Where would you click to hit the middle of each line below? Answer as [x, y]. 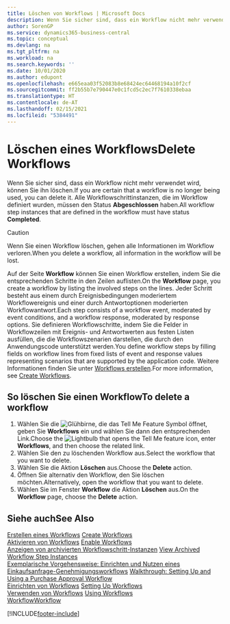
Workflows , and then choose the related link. [81, 446]
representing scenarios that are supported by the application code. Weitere [113, 361]
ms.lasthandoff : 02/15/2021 [47, 109]
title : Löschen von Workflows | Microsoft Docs [76, 13]
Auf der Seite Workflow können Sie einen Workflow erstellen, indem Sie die [114, 273]
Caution [18, 232]
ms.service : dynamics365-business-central [68, 33]
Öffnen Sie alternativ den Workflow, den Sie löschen [90, 475]
